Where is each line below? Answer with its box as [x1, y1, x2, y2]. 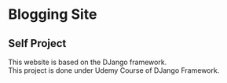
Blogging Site [8, 5, 97, 23]
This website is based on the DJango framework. [8, 57, 167, 67]
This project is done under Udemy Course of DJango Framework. [8, 66, 220, 75]
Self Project [8, 37, 67, 50]
